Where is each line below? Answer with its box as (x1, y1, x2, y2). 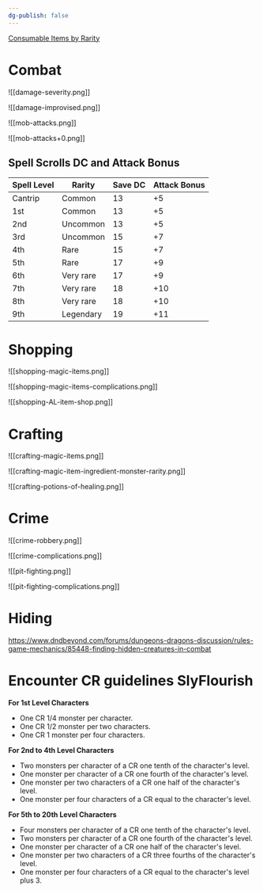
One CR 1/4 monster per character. (19, 713, 133, 723)
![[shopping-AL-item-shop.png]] (8, 397, 113, 407)
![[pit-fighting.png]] (8, 567, 71, 576)
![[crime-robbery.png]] (8, 536, 83, 545)
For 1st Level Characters (8, 698, 89, 708)
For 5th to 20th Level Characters (8, 810, 117, 819)
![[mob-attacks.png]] (8, 118, 77, 127)
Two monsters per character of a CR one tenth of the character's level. (19, 761, 250, 770)
